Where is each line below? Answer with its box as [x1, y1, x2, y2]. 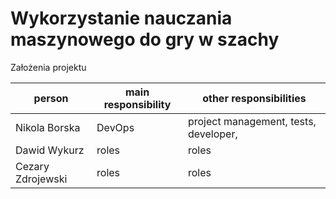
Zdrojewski [15, 172, 68, 186]
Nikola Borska [15, 120, 81, 134]
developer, [187, 127, 238, 141]
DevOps [96, 120, 135, 134]
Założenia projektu [10, 61, 87, 73]
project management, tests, [187, 114, 317, 128]
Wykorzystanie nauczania [10, 7, 233, 30]
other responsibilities [202, 91, 307, 105]
